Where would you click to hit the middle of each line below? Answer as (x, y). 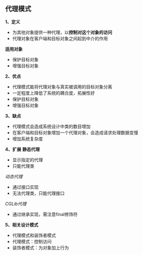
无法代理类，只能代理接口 (38, 193)
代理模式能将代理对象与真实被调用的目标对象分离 (62, 87)
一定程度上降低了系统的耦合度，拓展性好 (53, 93)
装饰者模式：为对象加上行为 (41, 248)
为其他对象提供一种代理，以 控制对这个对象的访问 (62, 32)
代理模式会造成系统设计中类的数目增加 (51, 126)
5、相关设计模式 (22, 225)
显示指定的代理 (27, 159)
